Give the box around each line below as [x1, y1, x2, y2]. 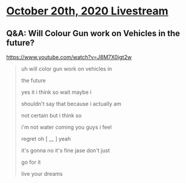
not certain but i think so [21, 112, 82, 119]
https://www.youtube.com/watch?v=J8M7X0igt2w [6, 54, 132, 61]
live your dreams [21, 170, 63, 177]
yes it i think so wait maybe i [21, 88, 92, 96]
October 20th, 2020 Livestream [6, 4, 168, 18]
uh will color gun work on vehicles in [21, 65, 112, 72]
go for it [21, 158, 41, 166]
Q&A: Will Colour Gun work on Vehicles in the [6, 28, 180, 39]
